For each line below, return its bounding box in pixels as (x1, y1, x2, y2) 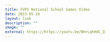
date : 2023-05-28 (5, 12, 40, 16)
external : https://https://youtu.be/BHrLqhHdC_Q (5, 29, 105, 34)
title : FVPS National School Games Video (5, 7, 90, 12)
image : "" (5, 25, 25, 30)
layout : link (5, 16, 31, 21)
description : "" (5, 20, 38, 26)
